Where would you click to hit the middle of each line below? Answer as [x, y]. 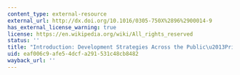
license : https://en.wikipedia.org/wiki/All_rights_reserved [100, 34]
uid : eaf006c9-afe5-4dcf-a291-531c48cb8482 [73, 54]
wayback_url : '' [31, 61]
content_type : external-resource [57, 14]
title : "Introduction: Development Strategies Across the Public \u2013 [116, 47]
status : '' [24, 41]
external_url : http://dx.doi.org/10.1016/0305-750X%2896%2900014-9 [110, 21]
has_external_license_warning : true [62, 27]
